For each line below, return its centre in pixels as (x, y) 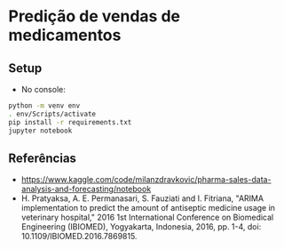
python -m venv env (44, 106)
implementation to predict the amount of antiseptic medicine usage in (148, 208)
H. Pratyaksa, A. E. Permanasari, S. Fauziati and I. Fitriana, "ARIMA (142, 198)
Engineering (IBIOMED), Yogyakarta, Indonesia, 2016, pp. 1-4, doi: (141, 227)
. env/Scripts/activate (52, 114)
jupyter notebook (40, 131)
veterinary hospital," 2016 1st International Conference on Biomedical (147, 217)
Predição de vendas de (95, 16)
